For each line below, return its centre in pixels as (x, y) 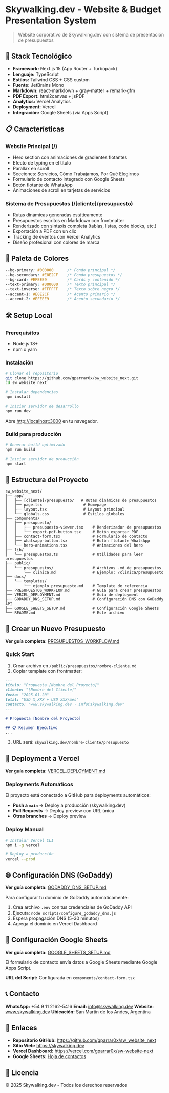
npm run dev (18, 411)
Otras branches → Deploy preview (49, 816)
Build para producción (33, 434)
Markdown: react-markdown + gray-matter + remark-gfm (74, 90)
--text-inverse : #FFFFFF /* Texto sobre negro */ (63, 289)
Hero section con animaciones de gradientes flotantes (70, 157)
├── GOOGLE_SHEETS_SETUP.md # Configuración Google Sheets (82, 608)
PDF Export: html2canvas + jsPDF (49, 96)
